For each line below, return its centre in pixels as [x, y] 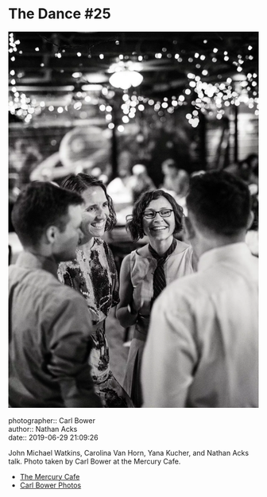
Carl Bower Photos [50, 485]
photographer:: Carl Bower [52, 420]
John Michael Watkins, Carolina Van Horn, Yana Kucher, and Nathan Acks [128, 452]
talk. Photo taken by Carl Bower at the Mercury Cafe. [95, 461]
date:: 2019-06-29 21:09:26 [53, 437]
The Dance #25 [60, 14]
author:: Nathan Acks [43, 429]
